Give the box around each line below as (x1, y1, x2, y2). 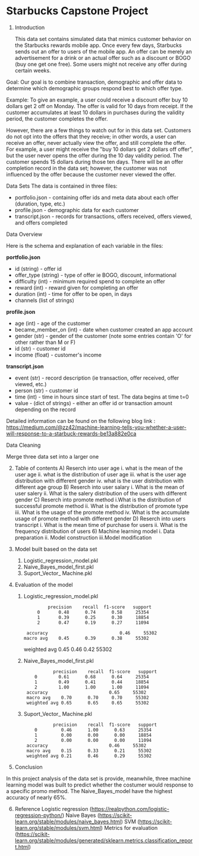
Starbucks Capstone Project (6, 4, 149, 18)
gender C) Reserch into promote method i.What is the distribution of (14, 496, 181, 503)
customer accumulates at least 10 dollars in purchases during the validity (6, 109, 185, 116)
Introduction (14, 24, 45, 31)
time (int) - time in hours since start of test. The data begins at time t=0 (14, 393, 189, 400)
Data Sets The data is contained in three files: (6, 182, 118, 189)
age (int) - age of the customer (14, 320, 91, 327)
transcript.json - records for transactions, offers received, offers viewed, (14, 213, 192, 220)
